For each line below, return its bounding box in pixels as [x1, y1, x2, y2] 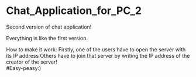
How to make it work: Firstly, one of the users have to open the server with [6, 45, 186, 53]
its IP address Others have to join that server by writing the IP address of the [6, 52, 190, 59]
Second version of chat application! [6, 23, 92, 30]
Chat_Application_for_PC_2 [6, 4, 142, 17]
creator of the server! [6, 58, 57, 65]
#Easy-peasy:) [6, 64, 42, 71]
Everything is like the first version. [6, 34, 88, 41]
